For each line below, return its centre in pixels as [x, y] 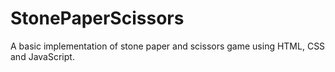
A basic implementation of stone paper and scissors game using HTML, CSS [168, 46]
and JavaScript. [42, 56]
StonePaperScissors [97, 18]
